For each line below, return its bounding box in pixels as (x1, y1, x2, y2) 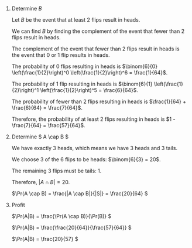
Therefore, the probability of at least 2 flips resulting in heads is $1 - (11, 115, 176, 123)
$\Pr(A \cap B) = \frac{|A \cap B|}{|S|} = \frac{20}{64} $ (11, 190, 148, 197)
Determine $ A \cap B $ (11, 133, 69, 140)
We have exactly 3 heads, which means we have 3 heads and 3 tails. (11, 145, 177, 151)
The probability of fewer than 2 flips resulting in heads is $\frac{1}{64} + (11, 98, 186, 105)
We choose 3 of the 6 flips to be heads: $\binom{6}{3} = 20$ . (11, 156, 161, 163)
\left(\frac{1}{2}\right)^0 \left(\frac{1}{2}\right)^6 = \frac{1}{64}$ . (11, 69, 168, 76)
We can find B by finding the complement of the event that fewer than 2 (11, 28, 185, 35)
